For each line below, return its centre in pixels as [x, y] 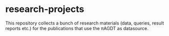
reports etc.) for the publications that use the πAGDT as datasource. [77, 28]
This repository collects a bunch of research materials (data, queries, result [85, 23]
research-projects [45, 9]
